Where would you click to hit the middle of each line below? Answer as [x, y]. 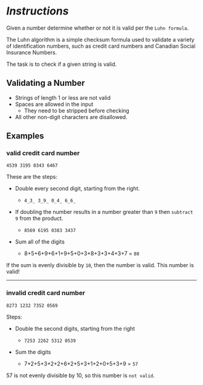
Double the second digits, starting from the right [75, 328]
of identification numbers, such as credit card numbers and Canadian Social [101, 46]
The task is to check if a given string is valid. [62, 64]
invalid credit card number [46, 293]
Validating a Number [46, 83]
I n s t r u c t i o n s [37, 11]
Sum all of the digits [40, 242]
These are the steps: [32, 177]
